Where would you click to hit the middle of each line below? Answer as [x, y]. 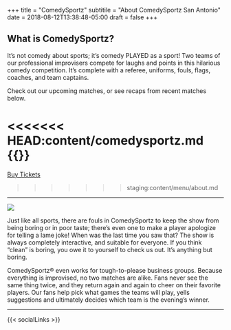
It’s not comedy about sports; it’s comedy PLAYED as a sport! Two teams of [114, 55]
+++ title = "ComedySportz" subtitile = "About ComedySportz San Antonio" [114, 10]
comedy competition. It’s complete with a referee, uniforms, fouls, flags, [109, 70]
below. [16, 98]
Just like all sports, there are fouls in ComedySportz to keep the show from [113, 220]
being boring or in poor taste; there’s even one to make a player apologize [112, 227]
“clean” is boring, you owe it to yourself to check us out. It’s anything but [110, 249]
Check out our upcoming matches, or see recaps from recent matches [107, 91]
